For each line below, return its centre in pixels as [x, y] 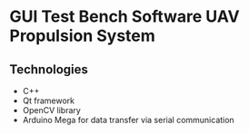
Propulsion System [83, 36]
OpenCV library [52, 110]
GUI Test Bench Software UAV [124, 17]
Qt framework [49, 100]
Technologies [49, 69]
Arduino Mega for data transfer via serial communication [128, 120]
